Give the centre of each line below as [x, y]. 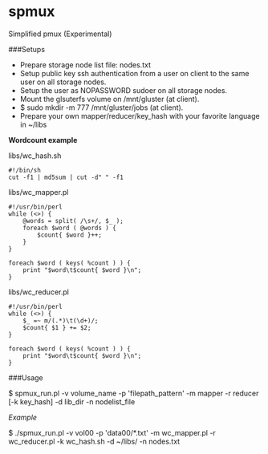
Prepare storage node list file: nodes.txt [85, 65]
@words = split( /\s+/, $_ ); [73, 221]
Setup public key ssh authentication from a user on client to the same [134, 73]
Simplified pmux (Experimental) [60, 34]
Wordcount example [43, 140]
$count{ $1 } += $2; [57, 327]
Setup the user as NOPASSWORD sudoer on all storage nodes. [123, 90]
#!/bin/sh [25, 170]
